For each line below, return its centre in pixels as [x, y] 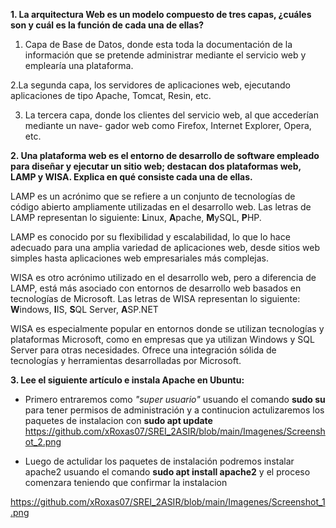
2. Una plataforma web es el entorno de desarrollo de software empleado [165, 155]
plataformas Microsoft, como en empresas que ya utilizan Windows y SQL [162, 339]
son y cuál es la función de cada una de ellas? [107, 25]
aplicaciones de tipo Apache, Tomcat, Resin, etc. [111, 95]
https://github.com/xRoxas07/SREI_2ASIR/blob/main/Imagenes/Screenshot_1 [168, 502]
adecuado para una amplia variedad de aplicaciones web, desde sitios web [165, 247]
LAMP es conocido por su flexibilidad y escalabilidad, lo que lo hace [150, 237]
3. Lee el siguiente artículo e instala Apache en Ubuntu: [127, 380]
